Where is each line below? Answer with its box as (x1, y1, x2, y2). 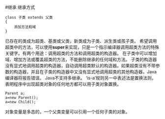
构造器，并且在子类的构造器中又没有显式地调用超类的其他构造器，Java (13, 69, 157, 75)
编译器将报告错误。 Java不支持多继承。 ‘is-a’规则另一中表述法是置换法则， (5, 75, 156, 81)
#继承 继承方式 (5, 4, 35, 10)
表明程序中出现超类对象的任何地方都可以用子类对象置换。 (5, 81, 121, 87)
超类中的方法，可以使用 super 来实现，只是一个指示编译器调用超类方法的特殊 (5, 44, 160, 50)
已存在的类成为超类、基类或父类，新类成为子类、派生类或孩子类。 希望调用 (5, 38, 157, 44)
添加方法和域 (14, 25, 36, 30)
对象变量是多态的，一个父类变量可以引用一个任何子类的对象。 (5, 109, 130, 115)
